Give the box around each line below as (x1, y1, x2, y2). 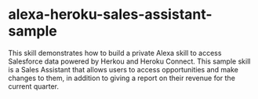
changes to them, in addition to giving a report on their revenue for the (8, 73, 235, 82)
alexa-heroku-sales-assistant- (8, 5, 213, 24)
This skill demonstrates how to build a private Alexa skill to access (8, 48, 222, 57)
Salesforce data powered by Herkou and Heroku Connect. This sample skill (8, 57, 251, 66)
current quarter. (8, 81, 59, 91)
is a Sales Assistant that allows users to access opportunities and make (8, 64, 239, 74)
